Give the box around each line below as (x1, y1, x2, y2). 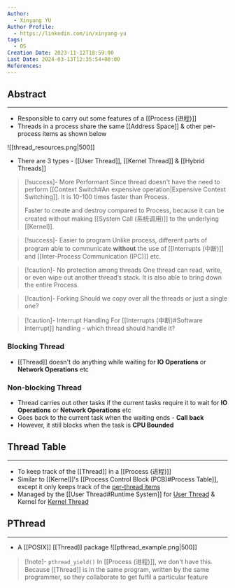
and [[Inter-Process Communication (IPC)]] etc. (24, 252, 162, 261)
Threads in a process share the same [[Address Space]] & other (17, 122, 202, 130)
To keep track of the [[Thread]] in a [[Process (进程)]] (17, 467, 171, 475)
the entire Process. (24, 281, 79, 289)
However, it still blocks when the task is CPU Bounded (17, 421, 174, 430)
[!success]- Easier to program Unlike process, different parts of (24, 236, 208, 245)
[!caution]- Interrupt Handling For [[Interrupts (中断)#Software (24, 316, 203, 324)
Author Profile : (7, 23, 55, 30)
